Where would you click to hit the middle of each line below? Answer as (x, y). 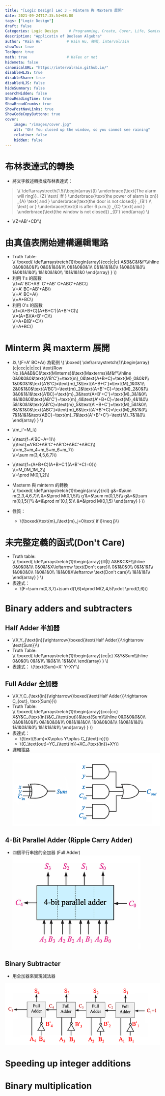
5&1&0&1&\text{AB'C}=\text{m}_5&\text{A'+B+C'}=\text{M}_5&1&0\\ (80, 405)
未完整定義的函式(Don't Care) (65, 542)
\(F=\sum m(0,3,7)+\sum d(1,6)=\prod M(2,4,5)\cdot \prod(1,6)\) (84, 589)
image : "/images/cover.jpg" (42, 125)
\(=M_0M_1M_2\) (29, 470)
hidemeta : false (22, 62)
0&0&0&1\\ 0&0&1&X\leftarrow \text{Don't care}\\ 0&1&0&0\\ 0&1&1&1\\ (83, 567)
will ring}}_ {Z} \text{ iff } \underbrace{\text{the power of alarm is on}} (88, 196)
